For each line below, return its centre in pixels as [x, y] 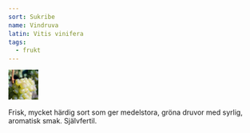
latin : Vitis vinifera [46, 33]
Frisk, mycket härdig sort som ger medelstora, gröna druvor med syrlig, [126, 112]
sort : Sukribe [32, 17]
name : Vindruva [34, 25]
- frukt [28, 51]
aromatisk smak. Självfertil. [53, 121]
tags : [17, 42]
